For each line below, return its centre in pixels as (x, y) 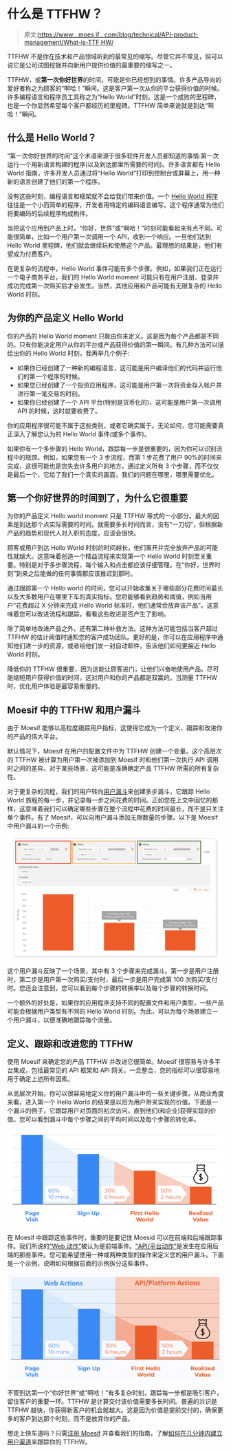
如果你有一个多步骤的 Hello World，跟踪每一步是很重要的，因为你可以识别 (112, 449)
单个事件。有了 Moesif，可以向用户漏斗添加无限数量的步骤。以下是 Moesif (113, 818)
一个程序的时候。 (59, 376)
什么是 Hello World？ (52, 138)
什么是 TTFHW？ (55, 14)
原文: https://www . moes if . (63, 34)
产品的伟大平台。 (37, 736)
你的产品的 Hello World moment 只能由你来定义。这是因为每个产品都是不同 (113, 336)
